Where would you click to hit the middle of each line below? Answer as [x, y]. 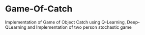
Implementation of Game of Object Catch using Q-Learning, [66, 22]
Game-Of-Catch [39, 9]
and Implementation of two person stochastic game [79, 27]
